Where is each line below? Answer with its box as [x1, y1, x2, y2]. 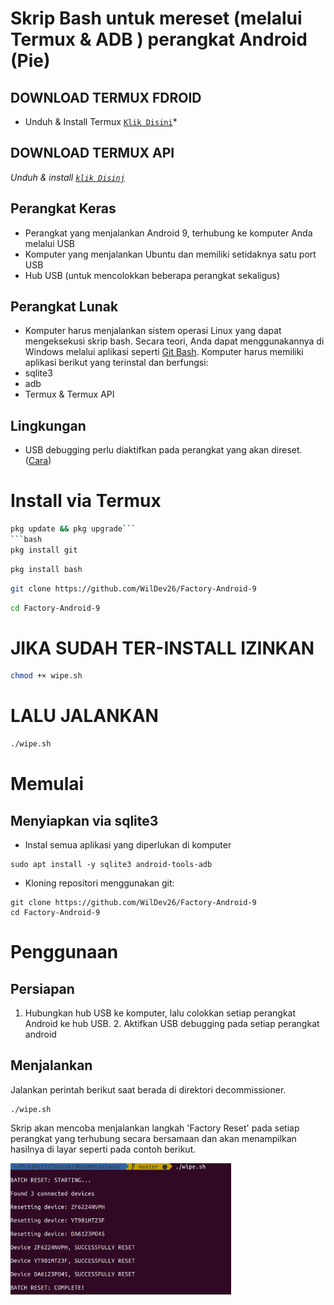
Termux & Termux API [24, 388, 115, 401]
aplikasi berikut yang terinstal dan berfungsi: [24, 357, 209, 369]
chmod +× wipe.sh [10, 671, 83, 681]
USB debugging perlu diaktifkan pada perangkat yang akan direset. [24, 444, 303, 456]
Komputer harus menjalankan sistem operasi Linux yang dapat [24, 325, 282, 337]
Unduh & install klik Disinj [10, 171, 125, 183]
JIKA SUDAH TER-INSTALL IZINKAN [10, 637, 315, 659]
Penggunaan [10, 941, 119, 964]
